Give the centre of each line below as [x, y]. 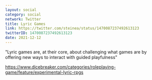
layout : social [21, 10]
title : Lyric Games [25, 24]
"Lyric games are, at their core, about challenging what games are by [76, 52]
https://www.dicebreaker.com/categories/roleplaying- [61, 67]
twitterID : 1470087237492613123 [39, 33]
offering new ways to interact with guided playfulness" [61, 57]
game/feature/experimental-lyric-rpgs [44, 72]
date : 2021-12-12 [23, 38]
